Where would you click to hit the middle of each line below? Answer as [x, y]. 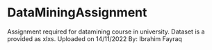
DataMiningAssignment [77, 13]
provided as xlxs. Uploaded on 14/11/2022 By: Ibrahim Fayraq [95, 38]
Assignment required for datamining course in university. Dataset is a [106, 32]
